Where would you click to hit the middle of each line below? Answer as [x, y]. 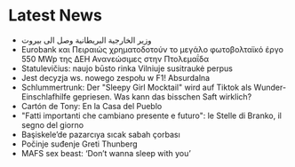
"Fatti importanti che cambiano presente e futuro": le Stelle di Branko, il [151, 115]
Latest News [56, 16]
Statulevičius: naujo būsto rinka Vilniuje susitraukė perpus [127, 68]
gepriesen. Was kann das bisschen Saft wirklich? [162, 96]
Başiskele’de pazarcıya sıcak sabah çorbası [101, 134]
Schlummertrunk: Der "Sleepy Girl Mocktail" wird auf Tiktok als [136, 87]
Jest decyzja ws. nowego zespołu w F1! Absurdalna [116, 77]
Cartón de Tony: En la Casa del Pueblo [92, 106]
